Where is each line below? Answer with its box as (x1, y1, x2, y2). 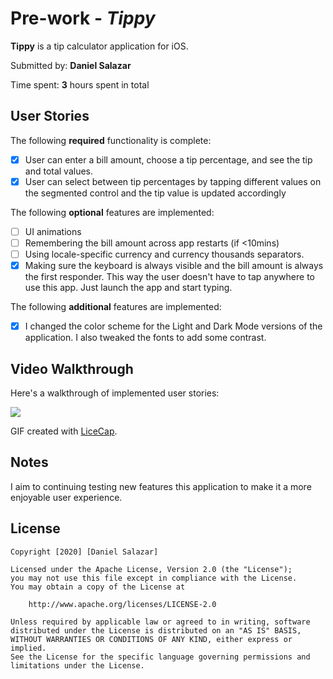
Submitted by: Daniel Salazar (10, 59, 132, 71)
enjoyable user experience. (10, 491, 123, 503)
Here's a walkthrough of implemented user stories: (10, 387, 220, 399)
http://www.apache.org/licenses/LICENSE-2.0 (28, 599, 217, 609)
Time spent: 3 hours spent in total (10, 78, 150, 91)
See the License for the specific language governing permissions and (10, 652, 311, 662)
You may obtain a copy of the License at (10, 582, 186, 592)
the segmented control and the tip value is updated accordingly (24, 187, 287, 199)
